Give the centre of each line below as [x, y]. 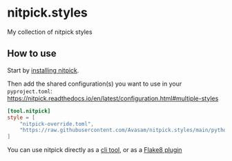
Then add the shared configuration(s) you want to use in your [95, 84]
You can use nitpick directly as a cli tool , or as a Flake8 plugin [95, 150]
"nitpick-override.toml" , [57, 124]
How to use [32, 54]
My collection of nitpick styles [50, 32]
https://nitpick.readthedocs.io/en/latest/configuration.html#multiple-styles [113, 98]
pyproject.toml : [30, 91]
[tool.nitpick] [29, 111]
